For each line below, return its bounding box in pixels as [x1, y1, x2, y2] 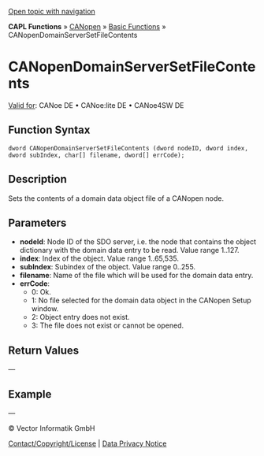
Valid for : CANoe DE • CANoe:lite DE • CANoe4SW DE [8, 100, 184, 109]
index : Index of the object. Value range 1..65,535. [19, 254, 180, 263]
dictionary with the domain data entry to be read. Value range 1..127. [19, 246, 240, 255]
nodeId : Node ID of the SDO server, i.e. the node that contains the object [19, 237, 257, 247]
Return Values [8, 343, 80, 357]
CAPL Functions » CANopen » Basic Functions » [8, 22, 167, 31]
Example [8, 387, 52, 401]
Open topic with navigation [8, 7, 96, 16]
